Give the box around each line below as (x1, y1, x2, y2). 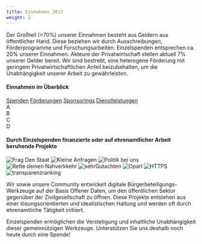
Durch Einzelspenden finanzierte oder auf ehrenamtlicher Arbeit (6, 136, 171, 144)
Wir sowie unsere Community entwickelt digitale (6, 181, 127, 188)
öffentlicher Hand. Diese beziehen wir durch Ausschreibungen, (6, 37, 163, 45)
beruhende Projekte (6, 143, 57, 150)
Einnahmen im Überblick (6, 83, 69, 91)
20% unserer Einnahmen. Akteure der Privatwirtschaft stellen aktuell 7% (6, 50, 186, 57)
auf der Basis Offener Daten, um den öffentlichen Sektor (36, 187, 176, 194)
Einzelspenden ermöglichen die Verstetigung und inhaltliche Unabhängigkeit (6, 218, 196, 225)
